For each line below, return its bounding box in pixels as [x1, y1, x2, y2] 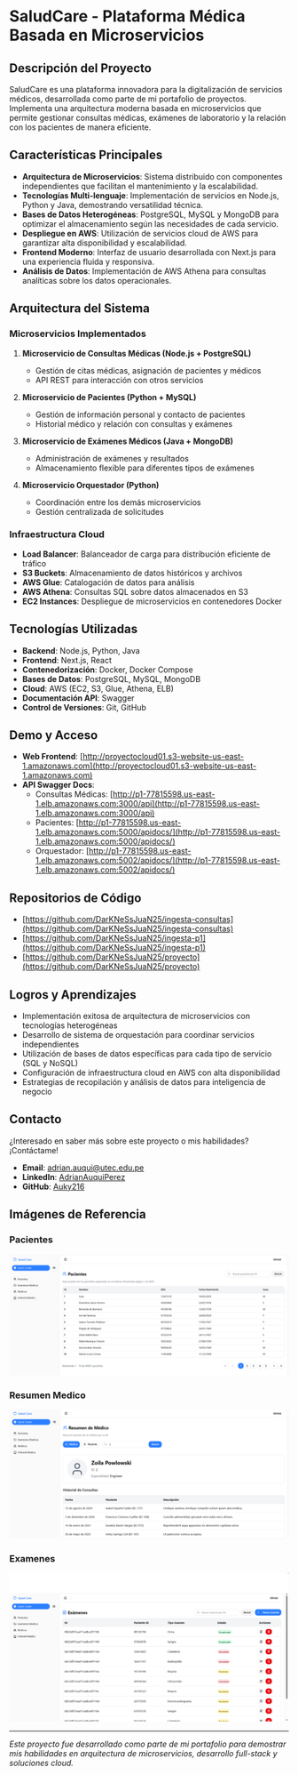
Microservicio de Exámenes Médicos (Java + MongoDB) [21, 436, 233, 446]
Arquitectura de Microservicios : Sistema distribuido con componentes [21, 171, 283, 181]
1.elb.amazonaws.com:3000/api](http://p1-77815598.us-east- [35, 799, 260, 809]
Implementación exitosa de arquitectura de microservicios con [21, 1011, 251, 1022]
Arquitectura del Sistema [9, 301, 151, 317]
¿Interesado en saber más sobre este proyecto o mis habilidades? [9, 1136, 249, 1146]
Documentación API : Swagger [21, 692, 135, 703]
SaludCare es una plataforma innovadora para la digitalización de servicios [9, 84, 283, 94]
